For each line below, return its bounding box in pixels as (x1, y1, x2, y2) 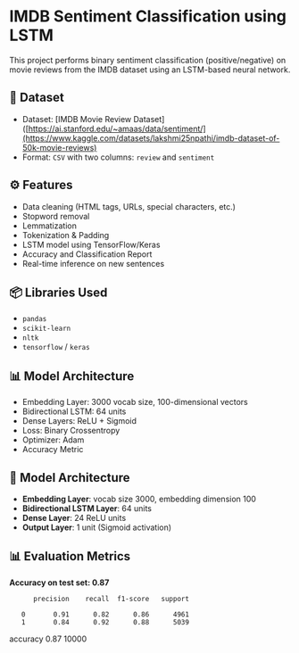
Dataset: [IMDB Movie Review (21, 113, 132, 124)
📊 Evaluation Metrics (9, 549, 131, 564)
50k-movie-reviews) (21, 142, 97, 153)
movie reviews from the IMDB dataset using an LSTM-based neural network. (9, 64, 291, 75)
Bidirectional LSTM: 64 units (21, 406, 127, 417)
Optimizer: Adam (21, 434, 85, 445)
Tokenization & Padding (21, 229, 110, 240)
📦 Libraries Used (9, 285, 108, 300)
